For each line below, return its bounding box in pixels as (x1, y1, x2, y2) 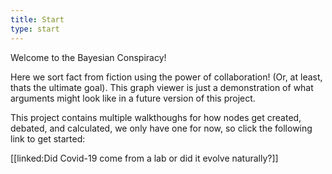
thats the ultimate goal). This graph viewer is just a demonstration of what (10, 81, 314, 93)
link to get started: (10, 132, 86, 145)
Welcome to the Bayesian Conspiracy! (10, 51, 167, 63)
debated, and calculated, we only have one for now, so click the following (10, 122, 313, 134)
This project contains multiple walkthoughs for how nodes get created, (10, 111, 302, 123)
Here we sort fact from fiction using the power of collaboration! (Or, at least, (10, 71, 323, 83)
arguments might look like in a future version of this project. (10, 92, 256, 104)
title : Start (10, 14, 65, 25)
